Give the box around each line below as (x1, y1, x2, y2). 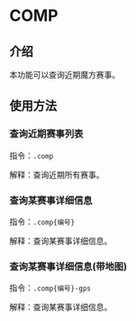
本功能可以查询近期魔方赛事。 (9, 70, 120, 80)
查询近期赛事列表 (9, 127, 84, 140)
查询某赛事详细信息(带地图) (9, 260, 128, 272)
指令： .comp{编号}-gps (9, 282, 92, 294)
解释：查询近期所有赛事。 (9, 169, 104, 180)
